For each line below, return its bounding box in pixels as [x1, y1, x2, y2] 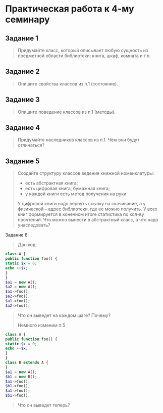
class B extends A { [5, 360, 49, 365]
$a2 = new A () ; [5, 284, 37, 290]
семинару [5, 14, 50, 25]
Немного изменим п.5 [17, 322, 66, 328]
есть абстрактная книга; [25, 180, 78, 186]
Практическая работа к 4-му [5, 3, 135, 15]
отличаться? [17, 142, 45, 148]
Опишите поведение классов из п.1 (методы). [17, 109, 116, 115]
